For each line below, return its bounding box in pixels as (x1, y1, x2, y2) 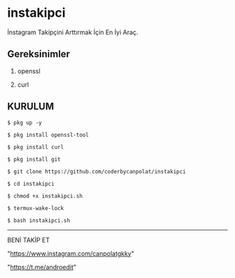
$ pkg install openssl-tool (7, 131, 90, 138)
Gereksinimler (7, 48, 71, 60)
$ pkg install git (7, 156, 61, 163)
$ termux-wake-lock (7, 205, 64, 212)
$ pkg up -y (7, 119, 42, 126)
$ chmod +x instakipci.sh (7, 192, 83, 200)
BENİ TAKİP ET (7, 235, 50, 244)
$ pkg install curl (7, 143, 64, 151)
